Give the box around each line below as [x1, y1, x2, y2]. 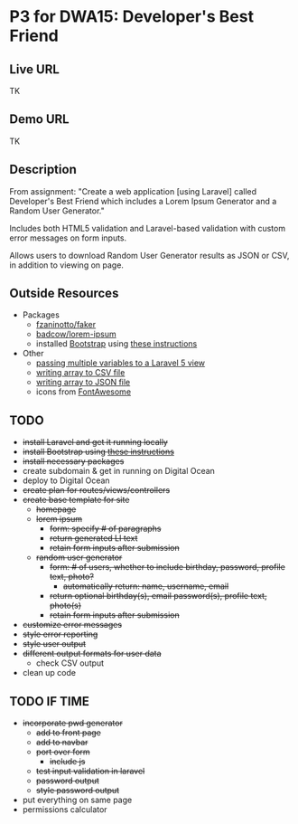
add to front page [35, 727, 102, 738]
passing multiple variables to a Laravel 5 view [35, 357, 206, 368]
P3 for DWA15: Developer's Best [9, 6, 255, 27]
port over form [35, 746, 90, 757]
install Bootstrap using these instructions [22, 446, 174, 458]
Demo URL [9, 111, 70, 128]
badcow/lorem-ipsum [35, 328, 116, 340]
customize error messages [22, 620, 123, 630]
